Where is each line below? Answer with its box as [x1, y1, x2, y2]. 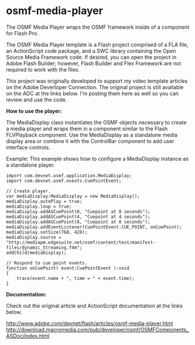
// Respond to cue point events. [6, 260, 88, 266]
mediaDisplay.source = [6, 234, 61, 240]
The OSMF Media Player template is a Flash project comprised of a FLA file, [6, 41, 189, 48]
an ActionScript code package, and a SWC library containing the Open [6, 47, 176, 54]
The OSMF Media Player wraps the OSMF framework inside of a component [6, 23, 189, 31]
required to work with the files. [6, 66, 80, 73]
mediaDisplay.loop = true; [6, 204, 72, 209]
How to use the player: [6, 107, 63, 114]
